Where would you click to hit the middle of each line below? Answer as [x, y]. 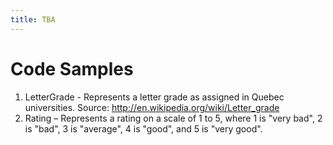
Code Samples [72, 68]
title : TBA [33, 19]
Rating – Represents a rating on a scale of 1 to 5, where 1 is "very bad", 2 [173, 118]
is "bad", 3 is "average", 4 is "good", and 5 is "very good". [143, 128]
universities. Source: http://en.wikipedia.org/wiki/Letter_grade [152, 107]
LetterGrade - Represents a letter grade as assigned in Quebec [154, 97]
